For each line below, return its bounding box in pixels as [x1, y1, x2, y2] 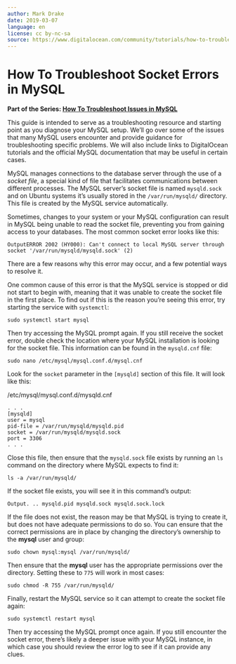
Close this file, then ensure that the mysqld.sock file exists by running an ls [7, 453, 223, 462]
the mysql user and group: [7, 535, 84, 544]
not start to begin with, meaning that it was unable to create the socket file [7, 288, 223, 297]
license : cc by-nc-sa [7, 29, 71, 37]
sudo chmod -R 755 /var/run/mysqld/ [7, 582, 114, 590]
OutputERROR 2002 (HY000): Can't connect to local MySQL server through [7, 241, 225, 248]
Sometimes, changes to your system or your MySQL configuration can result [7, 213, 230, 221]
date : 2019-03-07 [7, 17, 58, 24]
